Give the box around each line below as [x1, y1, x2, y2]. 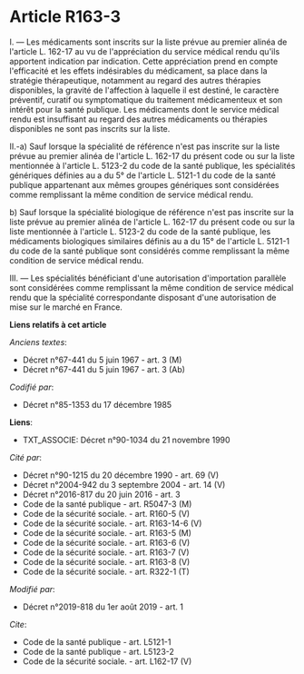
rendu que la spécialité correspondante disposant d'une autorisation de [9, 292, 277, 302]
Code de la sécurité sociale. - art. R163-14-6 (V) [22, 518, 202, 529]
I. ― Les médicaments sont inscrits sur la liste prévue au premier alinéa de [9, 36, 288, 47]
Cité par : [9, 451, 43, 462]
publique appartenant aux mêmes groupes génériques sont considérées [9, 179, 279, 190]
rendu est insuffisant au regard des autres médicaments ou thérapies [9, 114, 268, 124]
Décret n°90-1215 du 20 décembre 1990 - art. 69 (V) [22, 470, 220, 481]
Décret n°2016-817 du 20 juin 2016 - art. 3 [22, 489, 181, 500]
